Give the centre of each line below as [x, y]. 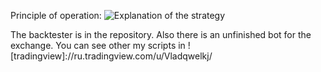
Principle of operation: [56, 15]
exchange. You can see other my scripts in [98, 45]
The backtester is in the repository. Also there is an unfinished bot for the [161, 34]
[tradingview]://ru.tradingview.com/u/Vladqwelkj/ [111, 56]
